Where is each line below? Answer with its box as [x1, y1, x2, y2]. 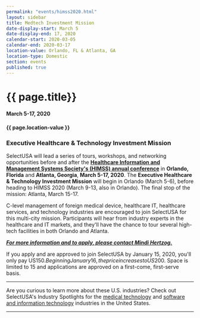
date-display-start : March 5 [6, 25, 79, 32]
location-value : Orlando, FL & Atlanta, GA [6, 48, 116, 54]
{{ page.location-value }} [6, 124, 70, 131]
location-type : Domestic [6, 53, 68, 59]
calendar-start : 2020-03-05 [6, 36, 76, 42]
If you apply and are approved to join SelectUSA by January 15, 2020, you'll [6, 250, 192, 258]
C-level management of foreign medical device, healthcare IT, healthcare [6, 202, 186, 209]
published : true [6, 64, 46, 71]
